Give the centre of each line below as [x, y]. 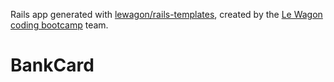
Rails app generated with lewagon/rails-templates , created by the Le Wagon [166, 14]
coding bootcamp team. [59, 25]
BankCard [52, 65]
